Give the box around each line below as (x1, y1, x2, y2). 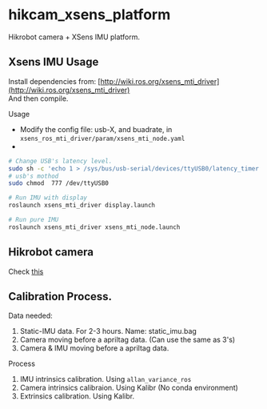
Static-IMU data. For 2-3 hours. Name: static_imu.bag (19, 327, 197, 336)
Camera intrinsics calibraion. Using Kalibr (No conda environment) (19, 383, 238, 393)
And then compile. (8, 94, 69, 103)
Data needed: (8, 311, 54, 321)
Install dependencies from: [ (8, 76, 102, 86)
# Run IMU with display (8, 194, 88, 202)
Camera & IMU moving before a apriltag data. (19, 343, 169, 353)
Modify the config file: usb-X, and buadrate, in (19, 124, 173, 134)
